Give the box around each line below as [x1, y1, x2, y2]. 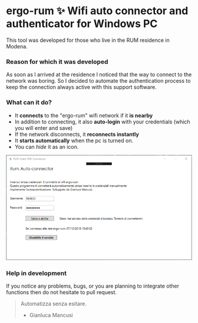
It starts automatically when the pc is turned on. [14, 137, 134, 144]
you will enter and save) [14, 124, 73, 131]
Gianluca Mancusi [29, 311, 74, 318]
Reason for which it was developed [6, 57, 108, 66]
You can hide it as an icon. [14, 143, 79, 150]
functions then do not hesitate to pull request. [6, 288, 117, 296]
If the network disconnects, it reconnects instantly [14, 130, 140, 138]
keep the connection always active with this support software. [6, 84, 157, 91]
